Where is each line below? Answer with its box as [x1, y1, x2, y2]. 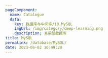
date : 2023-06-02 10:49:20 [5, 45, 62, 50]
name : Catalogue [10, 12, 44, 17]
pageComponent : [5, 7, 38, 13]
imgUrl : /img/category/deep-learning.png [14, 26, 103, 31]
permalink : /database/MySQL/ [5, 40, 67, 45]
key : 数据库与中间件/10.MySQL [14, 21, 73, 27]
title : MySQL [5, 36, 33, 41]
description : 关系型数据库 [14, 31, 67, 36]
